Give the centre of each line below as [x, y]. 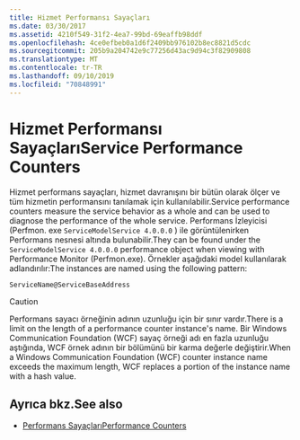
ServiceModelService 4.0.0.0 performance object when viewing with [137, 249]
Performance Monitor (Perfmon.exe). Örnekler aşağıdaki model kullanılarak [148, 259]
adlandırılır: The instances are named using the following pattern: [128, 268]
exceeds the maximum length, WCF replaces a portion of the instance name [150, 366]
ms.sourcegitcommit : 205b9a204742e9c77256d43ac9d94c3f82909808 [130, 51]
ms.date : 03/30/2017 [48, 26]
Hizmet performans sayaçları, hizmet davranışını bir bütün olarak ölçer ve [145, 192]
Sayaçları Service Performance [126, 148]
